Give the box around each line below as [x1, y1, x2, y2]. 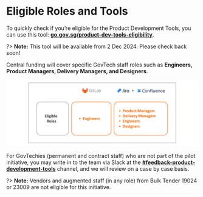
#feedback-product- [142, 159, 196, 166]
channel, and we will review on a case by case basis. [57, 165, 190, 173]
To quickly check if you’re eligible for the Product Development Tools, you [6, 24, 191, 32]
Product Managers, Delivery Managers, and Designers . [6, 67, 148, 74]
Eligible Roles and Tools [6, 4, 128, 18]
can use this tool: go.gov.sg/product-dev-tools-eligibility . [6, 30, 154, 38]
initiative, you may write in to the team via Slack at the [6, 159, 141, 166]
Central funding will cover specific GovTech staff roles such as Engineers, [6, 61, 193, 68]
